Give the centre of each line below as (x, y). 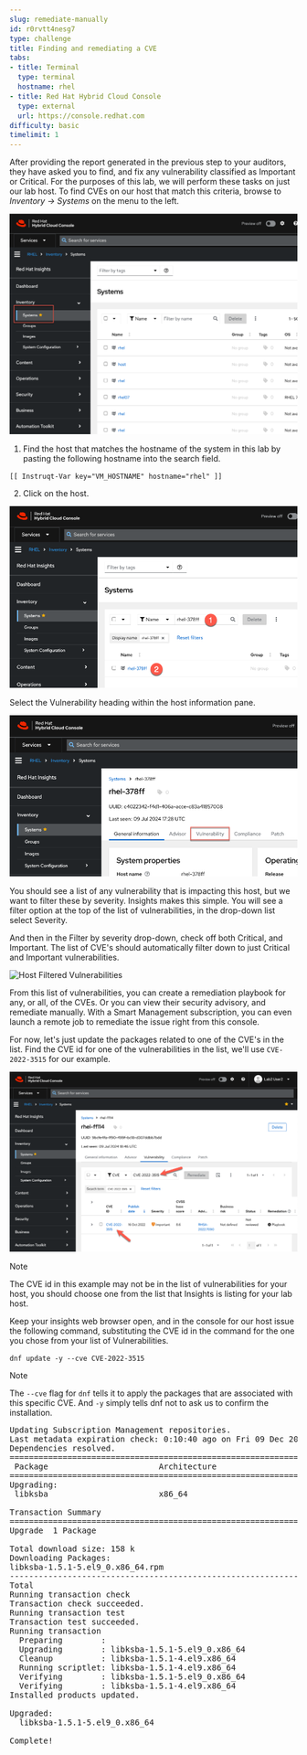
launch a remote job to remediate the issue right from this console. (135, 1022)
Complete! (31, 1740)
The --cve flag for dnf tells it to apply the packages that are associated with (152, 1393)
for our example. (80, 1059)
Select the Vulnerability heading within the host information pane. (132, 703)
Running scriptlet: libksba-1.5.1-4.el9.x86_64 (127, 1667)
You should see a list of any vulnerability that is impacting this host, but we (150, 891)
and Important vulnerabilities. (64, 957)
